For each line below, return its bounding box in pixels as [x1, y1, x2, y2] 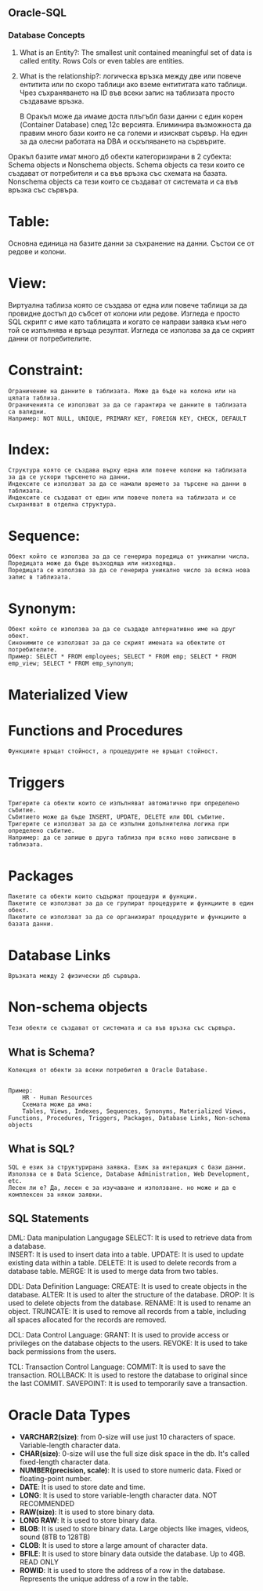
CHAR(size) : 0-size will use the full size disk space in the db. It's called [19, 1448, 250, 1458]
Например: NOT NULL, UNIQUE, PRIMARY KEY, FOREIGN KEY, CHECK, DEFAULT [8, 414, 247, 422]
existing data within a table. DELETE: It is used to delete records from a [8, 1257, 237, 1267]
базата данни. [8, 920, 55, 929]
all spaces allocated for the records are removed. [8, 1315, 167, 1324]
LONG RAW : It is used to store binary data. [19, 1515, 157, 1525]
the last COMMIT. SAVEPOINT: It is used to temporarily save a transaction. [8, 1378, 248, 1388]
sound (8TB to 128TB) [19, 1532, 91, 1542]
